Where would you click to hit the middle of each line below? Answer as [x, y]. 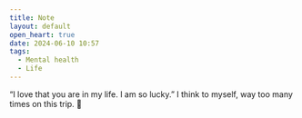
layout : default [40, 26]
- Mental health [48, 60]
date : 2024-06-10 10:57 [55, 43]
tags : [20, 52]
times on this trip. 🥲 [46, 103]
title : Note [32, 18]
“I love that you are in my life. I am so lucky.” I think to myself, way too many [151, 94]
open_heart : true [42, 34]
